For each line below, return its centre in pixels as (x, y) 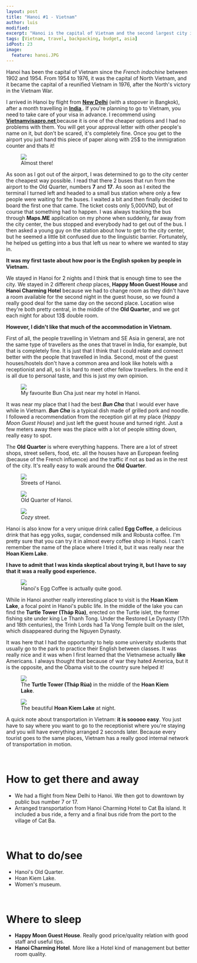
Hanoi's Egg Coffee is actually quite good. (72, 588)
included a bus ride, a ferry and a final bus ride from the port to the (96, 814)
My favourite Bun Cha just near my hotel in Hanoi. (81, 393)
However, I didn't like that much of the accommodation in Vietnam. (89, 327)
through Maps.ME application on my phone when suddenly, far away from (96, 218)
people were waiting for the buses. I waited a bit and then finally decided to (97, 199)
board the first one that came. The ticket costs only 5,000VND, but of (90, 205)
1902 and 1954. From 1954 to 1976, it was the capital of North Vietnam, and (96, 78)
